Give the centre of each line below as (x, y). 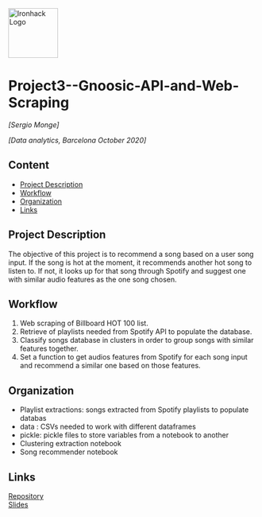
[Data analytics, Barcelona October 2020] (77, 140)
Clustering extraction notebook (70, 444)
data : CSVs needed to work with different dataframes (108, 427)
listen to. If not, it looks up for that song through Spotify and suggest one (127, 270)
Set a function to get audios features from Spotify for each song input (133, 357)
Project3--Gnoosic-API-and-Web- (124, 86)
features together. (49, 348)
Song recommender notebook (69, 452)
